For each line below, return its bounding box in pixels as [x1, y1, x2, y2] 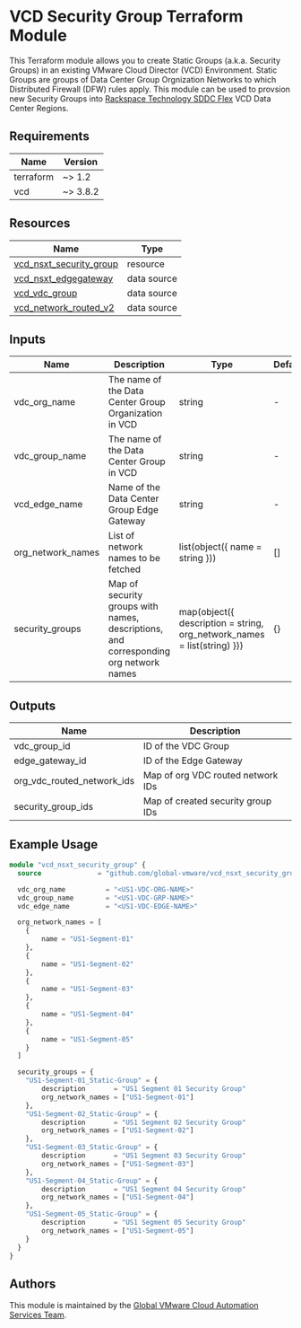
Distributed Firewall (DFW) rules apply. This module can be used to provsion [9, 84, 291, 94]
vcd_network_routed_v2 [13, 301, 115, 313]
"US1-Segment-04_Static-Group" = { [25, 1176, 159, 1185]
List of [107, 530, 135, 542]
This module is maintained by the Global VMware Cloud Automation [9, 1300, 259, 1311]
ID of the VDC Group [142, 740, 230, 752]
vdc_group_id [13, 740, 71, 752]
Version [64, 155, 99, 168]
